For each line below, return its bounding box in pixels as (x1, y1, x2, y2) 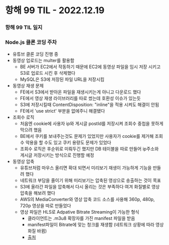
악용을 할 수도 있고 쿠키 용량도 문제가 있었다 (25, 139, 112, 145)
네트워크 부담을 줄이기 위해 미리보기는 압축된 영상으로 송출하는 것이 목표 (20, 177, 161, 183)
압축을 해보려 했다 (20, 190, 55, 196)
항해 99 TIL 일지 (5, 24, 43, 31)
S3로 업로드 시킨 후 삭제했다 (20, 70, 75, 76)
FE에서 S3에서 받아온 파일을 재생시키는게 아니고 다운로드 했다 (20, 89, 141, 95)
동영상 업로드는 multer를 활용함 (12, 58, 74, 64)
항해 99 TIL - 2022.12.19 (5, 5, 105, 16)
